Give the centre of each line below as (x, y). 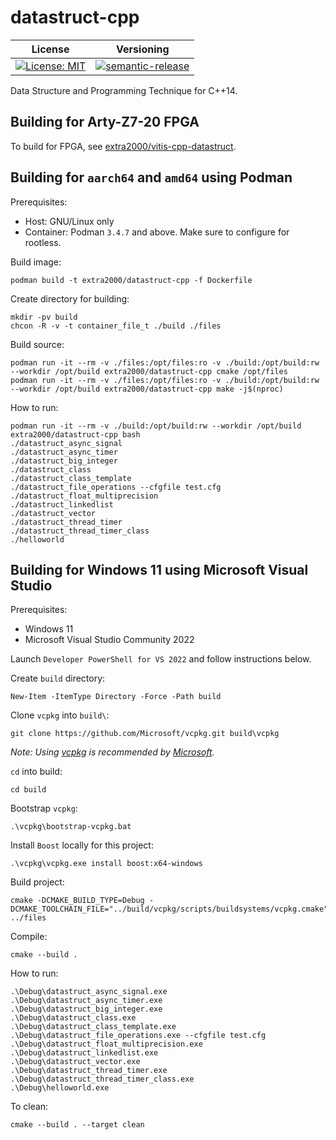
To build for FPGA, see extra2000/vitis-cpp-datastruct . (123, 146)
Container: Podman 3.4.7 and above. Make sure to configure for (157, 232)
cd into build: (36, 772)
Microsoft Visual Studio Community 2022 (109, 640)
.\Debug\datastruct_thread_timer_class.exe (102, 1079)
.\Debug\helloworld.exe (60, 1088)
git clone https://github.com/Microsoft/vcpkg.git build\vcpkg (145, 734)
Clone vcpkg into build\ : (60, 715)
